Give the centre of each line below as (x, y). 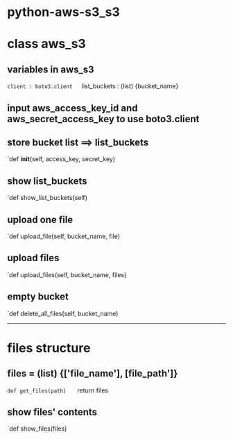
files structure (49, 348)
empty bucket (38, 297)
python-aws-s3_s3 (63, 12)
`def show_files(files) (37, 429)
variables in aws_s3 (51, 69)
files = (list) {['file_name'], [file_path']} (93, 373)
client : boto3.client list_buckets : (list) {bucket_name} (93, 86)
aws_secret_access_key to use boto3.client (103, 119)
